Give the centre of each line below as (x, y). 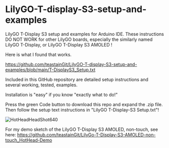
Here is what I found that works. (38, 55)
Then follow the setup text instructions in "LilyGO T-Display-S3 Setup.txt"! (82, 110)
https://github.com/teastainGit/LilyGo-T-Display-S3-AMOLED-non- (86, 134)
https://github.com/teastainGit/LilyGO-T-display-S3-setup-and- (71, 64)
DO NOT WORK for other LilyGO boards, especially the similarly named (79, 39)
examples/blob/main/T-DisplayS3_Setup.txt (50, 70)
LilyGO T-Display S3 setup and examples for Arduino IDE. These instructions (85, 34)
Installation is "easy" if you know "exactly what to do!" (62, 94)
